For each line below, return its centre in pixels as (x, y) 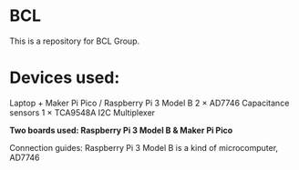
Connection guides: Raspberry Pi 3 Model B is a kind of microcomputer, (144, 147)
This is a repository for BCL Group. (75, 41)
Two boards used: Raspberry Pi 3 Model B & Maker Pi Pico (121, 130)
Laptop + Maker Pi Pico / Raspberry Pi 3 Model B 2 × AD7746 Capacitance (149, 103)
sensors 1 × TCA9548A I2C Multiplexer (82, 112)
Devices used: (65, 78)
